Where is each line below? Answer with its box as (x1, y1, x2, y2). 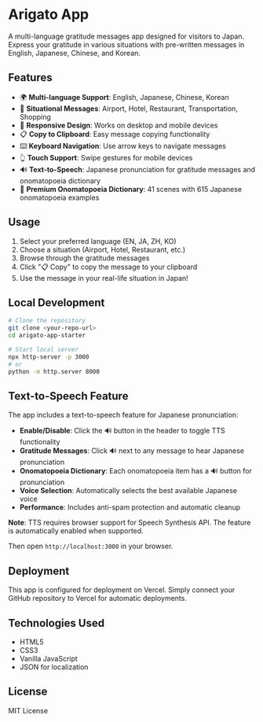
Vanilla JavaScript (19, 654, 79, 663)
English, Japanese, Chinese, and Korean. (8, 48, 141, 57)
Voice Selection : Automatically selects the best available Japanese (19, 486, 238, 495)
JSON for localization (19, 662, 89, 672)
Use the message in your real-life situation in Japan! (19, 273, 188, 282)
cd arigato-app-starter (8, 332, 86, 340)
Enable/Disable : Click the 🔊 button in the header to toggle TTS (19, 426, 225, 436)
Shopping (19, 112, 51, 121)
